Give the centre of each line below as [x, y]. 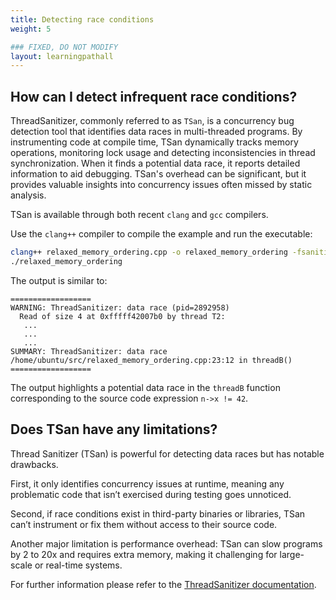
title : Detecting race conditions [82, 19]
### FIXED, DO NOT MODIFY [64, 47]
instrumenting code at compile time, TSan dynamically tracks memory [154, 142]
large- [292, 554]
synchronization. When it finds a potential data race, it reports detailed [155, 163]
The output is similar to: [59, 280]
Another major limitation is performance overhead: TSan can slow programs [166, 543]
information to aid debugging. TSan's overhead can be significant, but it [158, 174]
